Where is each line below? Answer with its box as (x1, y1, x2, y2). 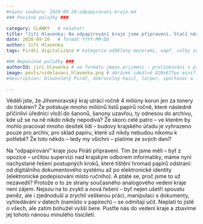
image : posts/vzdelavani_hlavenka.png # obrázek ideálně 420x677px (6, 70, 180, 76)
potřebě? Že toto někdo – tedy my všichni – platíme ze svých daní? (6, 135, 172, 143)
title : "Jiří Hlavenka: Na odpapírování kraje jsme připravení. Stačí (6, 31, 188, 37)
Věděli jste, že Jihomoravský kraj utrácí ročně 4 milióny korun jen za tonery (6, 97, 193, 104)
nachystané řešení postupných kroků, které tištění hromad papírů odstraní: (6, 160, 192, 167)
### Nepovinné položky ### (6, 58, 74, 64)
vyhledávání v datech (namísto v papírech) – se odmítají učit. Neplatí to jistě (6, 198, 195, 205)
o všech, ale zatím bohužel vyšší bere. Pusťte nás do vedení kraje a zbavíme (6, 205, 196, 212)
